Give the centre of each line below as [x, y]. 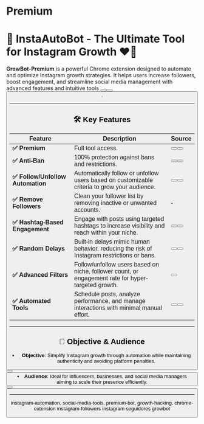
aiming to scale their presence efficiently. [102, 382]
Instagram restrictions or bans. [115, 255]
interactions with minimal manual [118, 308]
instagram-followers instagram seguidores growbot [114, 408]
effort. [82, 315]
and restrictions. [95, 164]
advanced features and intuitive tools [53, 88]
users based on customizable [114, 180]
